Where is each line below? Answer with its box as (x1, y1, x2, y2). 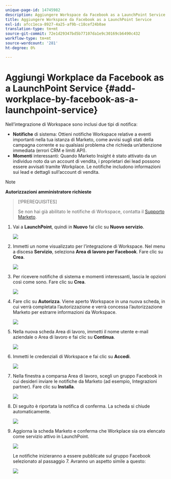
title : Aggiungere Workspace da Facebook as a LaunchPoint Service (5, 17, 152, 22)
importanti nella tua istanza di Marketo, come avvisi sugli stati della (12, 136, 154, 143)
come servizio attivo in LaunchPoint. (12, 433, 89, 439)
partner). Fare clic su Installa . (12, 383, 76, 390)
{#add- (104, 83, 136, 94)
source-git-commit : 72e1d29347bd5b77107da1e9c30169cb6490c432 (5, 31, 140, 36)
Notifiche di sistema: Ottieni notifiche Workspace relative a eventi (12, 131, 152, 137)
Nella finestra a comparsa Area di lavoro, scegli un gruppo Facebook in (12, 372, 162, 379)
